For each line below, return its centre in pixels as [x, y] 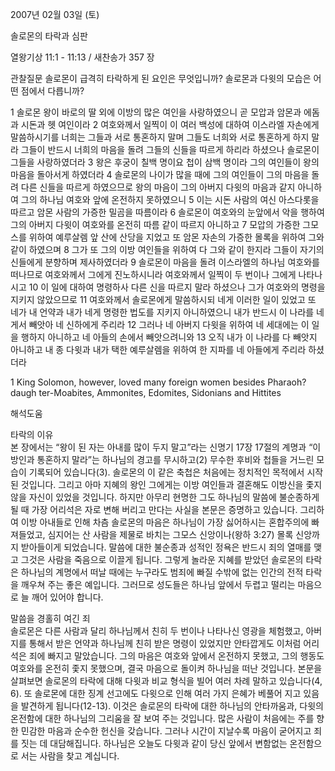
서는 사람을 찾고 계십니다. [70, 756]
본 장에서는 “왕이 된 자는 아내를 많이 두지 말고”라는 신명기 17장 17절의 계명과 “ [161, 447]
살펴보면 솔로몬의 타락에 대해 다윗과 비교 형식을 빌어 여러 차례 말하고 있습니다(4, [166, 681]
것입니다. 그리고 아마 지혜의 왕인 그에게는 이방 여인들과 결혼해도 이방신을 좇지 [171, 484]
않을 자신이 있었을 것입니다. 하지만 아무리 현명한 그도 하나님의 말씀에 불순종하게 [165, 497]
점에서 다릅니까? [52, 91]
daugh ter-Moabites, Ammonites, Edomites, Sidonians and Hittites [146, 392]
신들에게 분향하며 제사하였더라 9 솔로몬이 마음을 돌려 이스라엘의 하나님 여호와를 [165, 262]
